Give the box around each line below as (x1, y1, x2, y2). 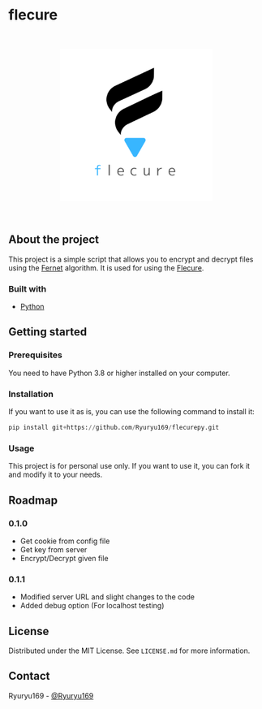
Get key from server (19, 544, 88, 554)
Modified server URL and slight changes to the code (19, 592, 195, 602)
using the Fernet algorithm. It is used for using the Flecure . (8, 262, 204, 273)
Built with (8, 283, 47, 294)
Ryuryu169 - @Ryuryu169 (8, 690, 94, 700)
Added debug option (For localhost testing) (19, 601, 165, 611)
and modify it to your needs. (8, 469, 103, 480)
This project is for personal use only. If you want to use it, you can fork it (8, 461, 250, 471)
